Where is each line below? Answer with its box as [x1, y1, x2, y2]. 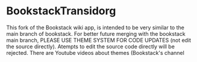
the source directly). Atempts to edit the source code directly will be [6, 43, 175, 50]
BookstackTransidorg [6, 4, 116, 18]
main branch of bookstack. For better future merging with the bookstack [6, 30, 186, 37]
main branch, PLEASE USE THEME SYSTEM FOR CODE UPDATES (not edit [6, 36, 192, 44]
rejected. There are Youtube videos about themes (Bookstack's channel [6, 49, 185, 56]
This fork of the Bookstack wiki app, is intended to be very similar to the [6, 24, 185, 31]
